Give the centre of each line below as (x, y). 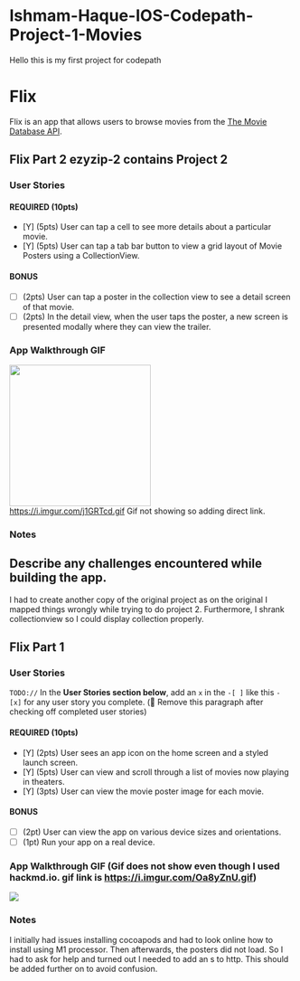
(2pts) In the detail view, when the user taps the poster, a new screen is (155, 316)
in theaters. (43, 781)
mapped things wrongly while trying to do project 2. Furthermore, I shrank (147, 609)
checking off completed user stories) (78, 712)
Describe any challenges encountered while (136, 564)
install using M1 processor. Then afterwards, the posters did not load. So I (146, 949)
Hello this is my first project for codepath (85, 60)
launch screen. (50, 762)
